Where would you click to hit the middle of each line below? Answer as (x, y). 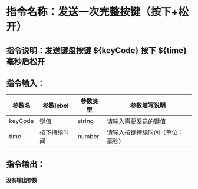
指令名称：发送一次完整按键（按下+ (92, 12)
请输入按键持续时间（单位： (145, 132)
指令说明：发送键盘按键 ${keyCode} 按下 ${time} (97, 50)
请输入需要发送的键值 (136, 121)
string (86, 121)
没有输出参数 (22, 180)
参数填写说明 (148, 105)
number (88, 137)
